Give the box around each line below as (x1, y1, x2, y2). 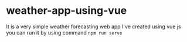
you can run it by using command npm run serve (6, 29, 123, 36)
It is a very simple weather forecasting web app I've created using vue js (6, 23, 181, 30)
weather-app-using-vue (6, 4, 127, 17)
